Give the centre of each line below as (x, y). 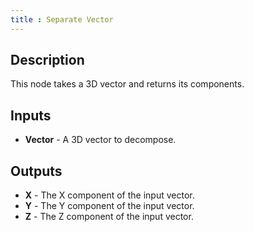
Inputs (31, 115)
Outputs (36, 171)
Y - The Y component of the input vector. (109, 206)
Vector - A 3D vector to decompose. (100, 140)
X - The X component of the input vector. (109, 195)
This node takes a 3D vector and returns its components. (127, 84)
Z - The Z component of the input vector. (109, 217)
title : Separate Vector (62, 19)
